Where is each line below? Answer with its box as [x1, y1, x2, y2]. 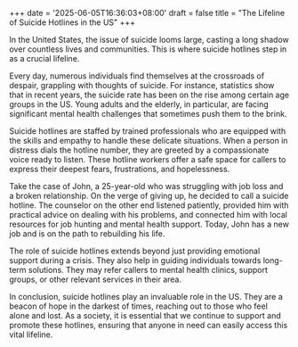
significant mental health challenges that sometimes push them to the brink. [9, 109, 287, 119]
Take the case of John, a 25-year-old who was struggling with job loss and [9, 181, 284, 191]
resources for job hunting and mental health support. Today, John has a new [9, 219, 289, 229]
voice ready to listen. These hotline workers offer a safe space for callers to [9, 154, 286, 164]
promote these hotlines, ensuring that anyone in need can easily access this [9, 320, 288, 330]
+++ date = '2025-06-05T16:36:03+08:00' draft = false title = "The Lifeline [9, 8, 286, 18]
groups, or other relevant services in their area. [9, 274, 182, 285]
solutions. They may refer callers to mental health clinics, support [28, 265, 269, 275]
